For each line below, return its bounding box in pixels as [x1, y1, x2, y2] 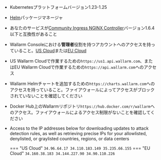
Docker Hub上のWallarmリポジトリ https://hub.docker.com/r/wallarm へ [9, 103, 155, 109]
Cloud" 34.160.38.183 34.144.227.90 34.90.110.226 [9, 151, 115, 156]
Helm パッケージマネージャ [9, 15, 63, 21]
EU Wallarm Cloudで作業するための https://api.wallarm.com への [14, 64, 144, 70]
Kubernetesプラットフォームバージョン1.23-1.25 [9, 4, 107, 10]
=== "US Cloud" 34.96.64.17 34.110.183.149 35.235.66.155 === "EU [9, 145, 151, 151]
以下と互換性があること [9, 31, 57, 37]
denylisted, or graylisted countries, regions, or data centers [9, 136, 130, 141]
